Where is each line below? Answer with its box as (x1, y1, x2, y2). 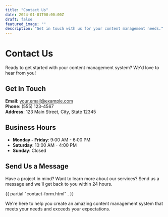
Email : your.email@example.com (5, 98, 73, 104)
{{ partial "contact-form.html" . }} (5, 190, 74, 197)
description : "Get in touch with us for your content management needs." (5, 26, 164, 31)
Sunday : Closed (12, 147, 46, 153)
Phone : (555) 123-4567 (5, 103, 54, 109)
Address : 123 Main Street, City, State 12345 (5, 108, 96, 115)
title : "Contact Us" (5, 7, 49, 13)
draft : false (5, 17, 33, 22)
